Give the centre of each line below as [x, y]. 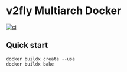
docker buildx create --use [41, 59]
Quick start [27, 45]
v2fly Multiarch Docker [64, 11]
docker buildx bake [30, 64]
